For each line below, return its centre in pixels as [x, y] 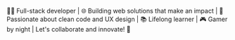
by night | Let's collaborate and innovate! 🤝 [69, 29]
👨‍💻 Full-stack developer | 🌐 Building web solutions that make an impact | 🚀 [115, 11]
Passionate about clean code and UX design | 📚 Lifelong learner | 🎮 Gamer [117, 19]
